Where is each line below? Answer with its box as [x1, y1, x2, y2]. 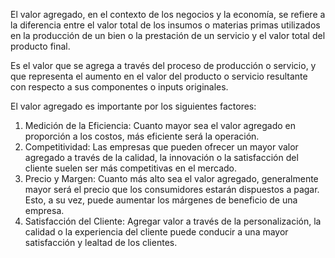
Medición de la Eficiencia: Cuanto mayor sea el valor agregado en [24, 120, 297, 131]
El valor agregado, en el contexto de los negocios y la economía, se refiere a [10, 9, 326, 20]
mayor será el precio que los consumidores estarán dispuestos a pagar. [24, 184, 320, 195]
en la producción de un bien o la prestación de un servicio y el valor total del [10, 30, 326, 41]
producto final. [10, 40, 71, 52]
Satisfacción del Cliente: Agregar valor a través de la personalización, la [24, 215, 322, 227]
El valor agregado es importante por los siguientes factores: [10, 100, 257, 112]
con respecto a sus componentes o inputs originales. [10, 81, 229, 93]
